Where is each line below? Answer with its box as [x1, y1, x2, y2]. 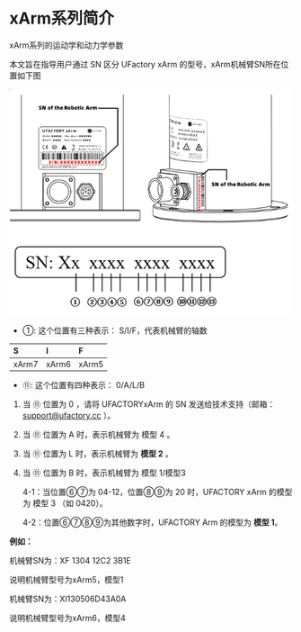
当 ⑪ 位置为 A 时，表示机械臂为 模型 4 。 [22, 429, 175, 439]
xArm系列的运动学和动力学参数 [9, 40, 124, 50]
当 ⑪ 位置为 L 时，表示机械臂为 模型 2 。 [22, 448, 173, 459]
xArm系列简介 [9, 8, 115, 29]
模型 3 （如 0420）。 [32, 498, 108, 509]
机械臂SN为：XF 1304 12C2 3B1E [9, 555, 132, 565]
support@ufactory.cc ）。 [22, 411, 116, 420]
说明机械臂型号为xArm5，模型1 [9, 574, 124, 585]
